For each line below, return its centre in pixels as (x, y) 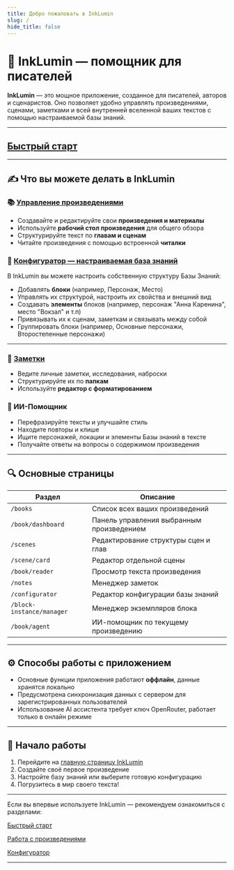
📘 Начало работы (47, 745)
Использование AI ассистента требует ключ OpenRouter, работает (116, 709)
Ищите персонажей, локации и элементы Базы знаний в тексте (112, 436)
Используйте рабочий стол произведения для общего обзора (110, 228)
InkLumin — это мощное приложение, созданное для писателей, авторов (117, 96)
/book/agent (31, 626)
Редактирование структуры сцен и (151, 540)
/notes (22, 583)
